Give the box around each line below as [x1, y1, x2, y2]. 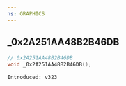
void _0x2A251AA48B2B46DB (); [7, 61, 92, 69]
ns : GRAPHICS [7, 10, 45, 17]
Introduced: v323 [7, 74, 58, 81]
